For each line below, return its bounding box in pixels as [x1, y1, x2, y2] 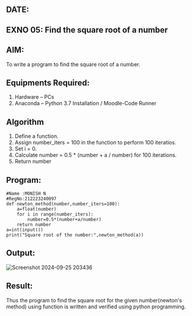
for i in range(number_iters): [17, 211, 94, 218]
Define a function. [14, 133, 59, 140]
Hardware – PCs [14, 93, 54, 101]
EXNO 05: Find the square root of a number [6, 25, 168, 35]
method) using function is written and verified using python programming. [6, 303, 186, 310]
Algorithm [6, 117, 44, 127]
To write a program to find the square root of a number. [6, 60, 141, 67]
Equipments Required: [6, 78, 90, 88]
